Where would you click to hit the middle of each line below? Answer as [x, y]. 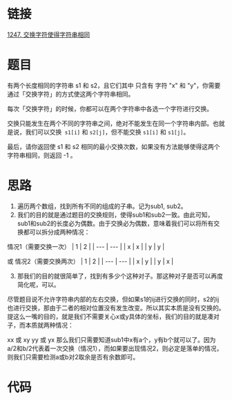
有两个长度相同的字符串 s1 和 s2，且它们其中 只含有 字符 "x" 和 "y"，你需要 [114, 85]
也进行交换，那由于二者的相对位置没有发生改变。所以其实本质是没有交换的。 [116, 308]
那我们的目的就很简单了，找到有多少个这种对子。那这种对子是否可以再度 [120, 276]
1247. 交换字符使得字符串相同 [49, 34]
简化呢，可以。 [38, 284]
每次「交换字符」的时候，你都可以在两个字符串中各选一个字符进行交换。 [110, 108]
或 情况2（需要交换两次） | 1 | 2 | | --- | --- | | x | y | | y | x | [90, 261]
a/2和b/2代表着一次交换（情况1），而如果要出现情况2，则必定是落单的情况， [115, 348]
